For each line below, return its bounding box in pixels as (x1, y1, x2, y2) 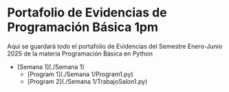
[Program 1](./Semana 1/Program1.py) (27, 70, 133, 78)
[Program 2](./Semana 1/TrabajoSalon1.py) (27, 77, 148, 85)
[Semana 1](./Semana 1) (17, 62, 85, 71)
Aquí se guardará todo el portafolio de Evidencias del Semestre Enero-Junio (7, 42, 223, 50)
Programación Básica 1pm (7, 19, 159, 35)
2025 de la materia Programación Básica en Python (7, 49, 153, 58)
